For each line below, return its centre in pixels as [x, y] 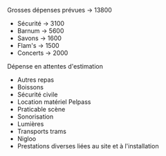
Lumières [30, 124]
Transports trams [42, 131]
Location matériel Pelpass [54, 102]
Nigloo [27, 139]
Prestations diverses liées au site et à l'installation [88, 146]
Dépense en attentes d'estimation [55, 66]
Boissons [30, 87]
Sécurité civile [37, 94]
